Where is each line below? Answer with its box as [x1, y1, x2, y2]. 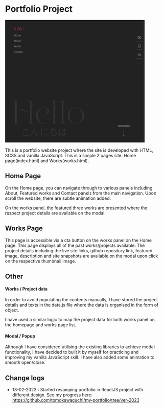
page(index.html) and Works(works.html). [5, 158, 89, 164]
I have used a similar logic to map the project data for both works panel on [5, 317, 155, 323]
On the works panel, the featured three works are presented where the [5, 205, 148, 211]
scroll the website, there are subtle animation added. [5, 195, 111, 201]
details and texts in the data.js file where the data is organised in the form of [5, 302, 159, 308]
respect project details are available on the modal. [5, 210, 106, 216]
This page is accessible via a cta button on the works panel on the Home [5, 237, 152, 243]
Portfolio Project [5, 3, 73, 15]
